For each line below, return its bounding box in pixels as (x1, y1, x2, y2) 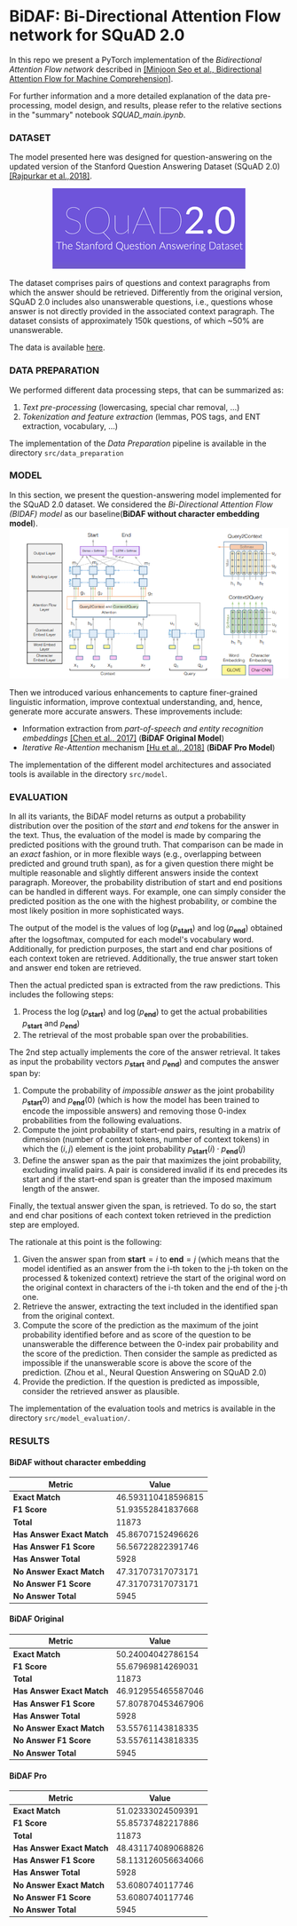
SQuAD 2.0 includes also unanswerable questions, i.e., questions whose (9, 297, 273, 307)
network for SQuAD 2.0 (9, 25, 185, 45)
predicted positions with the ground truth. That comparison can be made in (9, 839, 284, 850)
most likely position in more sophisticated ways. (9, 906, 184, 916)
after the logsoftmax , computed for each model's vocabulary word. (9, 934, 254, 945)
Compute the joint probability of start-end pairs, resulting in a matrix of (21, 1125, 281, 1136)
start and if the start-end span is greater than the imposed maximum (21, 1174, 272, 1185)
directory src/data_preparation (9, 447, 124, 458)
